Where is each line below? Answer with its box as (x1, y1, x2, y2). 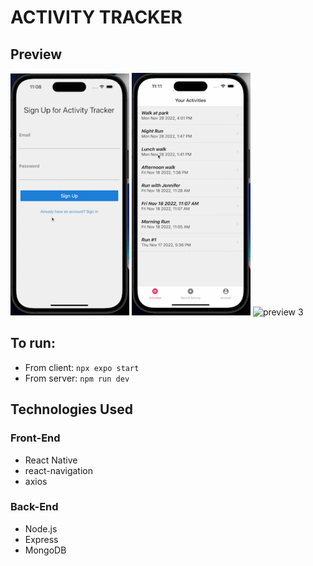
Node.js (24, 522, 58, 535)
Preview (10, 46, 63, 63)
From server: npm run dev (24, 372, 130, 384)
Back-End (10, 500, 59, 514)
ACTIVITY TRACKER (10, 6, 183, 29)
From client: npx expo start (24, 361, 140, 373)
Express (24, 533, 59, 545)
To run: (10, 335, 56, 352)
